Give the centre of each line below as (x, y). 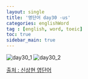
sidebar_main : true (31, 40)
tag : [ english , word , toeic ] (45, 29)
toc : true (19, 35)
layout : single (25, 12)
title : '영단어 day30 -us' (39, 18)
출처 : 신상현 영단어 (29, 70)
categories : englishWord (38, 23)
